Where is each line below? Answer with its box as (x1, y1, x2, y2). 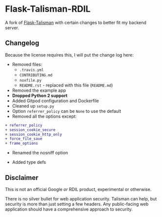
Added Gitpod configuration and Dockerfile (12, 98, 99, 104)
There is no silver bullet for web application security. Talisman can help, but (5, 195, 157, 201)
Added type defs (12, 159, 46, 165)
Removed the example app (12, 87, 66, 93)
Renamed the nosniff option (12, 150, 68, 156)
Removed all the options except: (12, 113, 77, 119)
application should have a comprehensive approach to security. (5, 206, 133, 212)
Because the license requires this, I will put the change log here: (5, 52, 134, 58)
